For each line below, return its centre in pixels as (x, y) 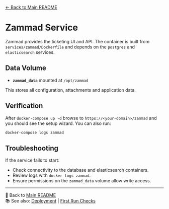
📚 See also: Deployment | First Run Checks (51, 201)
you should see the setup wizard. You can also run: (58, 123)
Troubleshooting (32, 148)
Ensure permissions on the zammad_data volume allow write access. (82, 181)
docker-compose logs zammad (35, 132)
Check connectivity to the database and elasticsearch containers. (80, 170)
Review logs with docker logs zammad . (52, 175)
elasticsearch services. (30, 52)
